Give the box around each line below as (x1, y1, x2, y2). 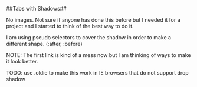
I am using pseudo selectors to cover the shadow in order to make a (6, 34, 172, 41)
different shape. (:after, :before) (6, 41, 83, 47)
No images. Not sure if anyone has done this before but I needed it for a (6, 16, 181, 23)
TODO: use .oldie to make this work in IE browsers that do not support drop (6, 69, 189, 76)
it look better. (6, 58, 38, 65)
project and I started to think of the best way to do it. (6, 23, 134, 29)
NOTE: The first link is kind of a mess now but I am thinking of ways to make (6, 52, 191, 58)
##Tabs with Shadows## (6, 5, 67, 12)
